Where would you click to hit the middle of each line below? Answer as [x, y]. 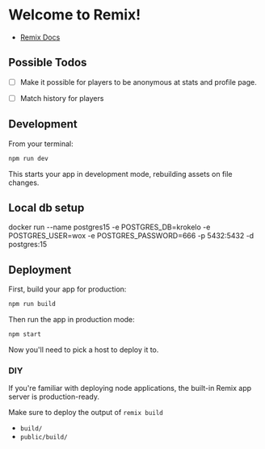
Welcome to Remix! [75, 15]
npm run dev [28, 158]
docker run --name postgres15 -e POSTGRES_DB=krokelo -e [109, 227]
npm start [25, 334]
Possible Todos [48, 63]
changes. [24, 183]
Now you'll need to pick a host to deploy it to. [84, 350]
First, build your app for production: [67, 289]
